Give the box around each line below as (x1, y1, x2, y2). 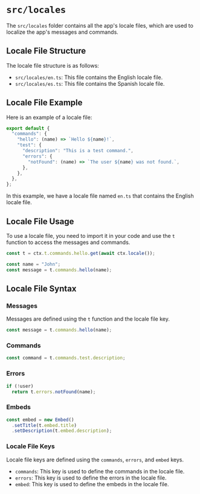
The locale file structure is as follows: (6, 62, 100, 69)
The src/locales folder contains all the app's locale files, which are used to (6, 22, 193, 29)
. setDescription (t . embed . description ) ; (11, 428, 112, 434)
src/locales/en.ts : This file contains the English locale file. (15, 74, 163, 81)
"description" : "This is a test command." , (22, 148, 134, 154)
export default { (6, 125, 50, 131)
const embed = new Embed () (6, 417, 74, 423)
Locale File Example (6, 98, 83, 108)
